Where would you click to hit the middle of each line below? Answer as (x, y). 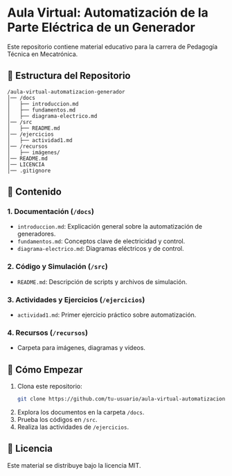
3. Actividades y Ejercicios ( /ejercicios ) (76, 299)
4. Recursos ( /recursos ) (48, 333)
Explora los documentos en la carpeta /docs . (81, 412)
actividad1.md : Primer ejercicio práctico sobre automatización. (107, 315)
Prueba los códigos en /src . (57, 420)
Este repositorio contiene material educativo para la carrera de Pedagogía (113, 46)
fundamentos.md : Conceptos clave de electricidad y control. (101, 241)
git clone (32, 399)
